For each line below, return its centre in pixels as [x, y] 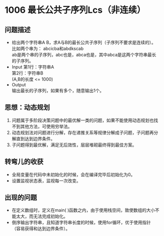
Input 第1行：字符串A [33, 67]
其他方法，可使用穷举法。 [46, 126]
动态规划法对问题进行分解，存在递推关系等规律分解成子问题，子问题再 [83, 132]
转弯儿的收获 [24, 162]
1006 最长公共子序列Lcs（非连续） [75, 10]
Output [19, 85]
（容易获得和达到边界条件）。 [41, 229]
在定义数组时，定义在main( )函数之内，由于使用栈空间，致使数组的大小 [83, 210]
